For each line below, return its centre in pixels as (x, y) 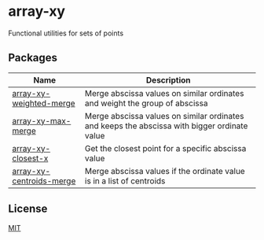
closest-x (30, 158)
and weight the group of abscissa (147, 103)
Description (168, 79)
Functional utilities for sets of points (66, 33)
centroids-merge (44, 181)
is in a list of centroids (125, 181)
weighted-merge (44, 103)
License (28, 209)
